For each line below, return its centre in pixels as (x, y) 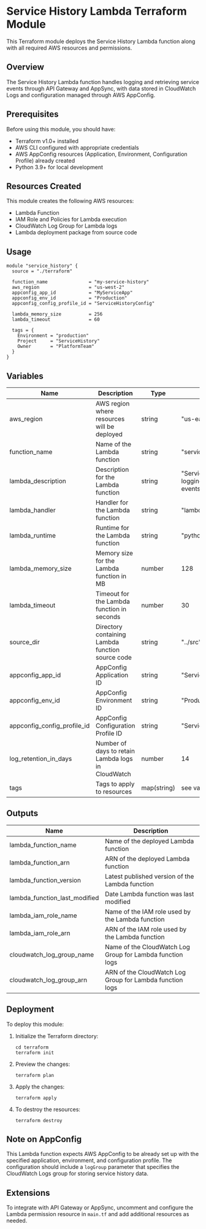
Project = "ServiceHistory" (59, 341)
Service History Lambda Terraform (97, 11)
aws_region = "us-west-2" (68, 287)
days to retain (115, 751)
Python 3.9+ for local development (59, 167)
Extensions (28, 1192)
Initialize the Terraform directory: (57, 1036)
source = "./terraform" (42, 271)
